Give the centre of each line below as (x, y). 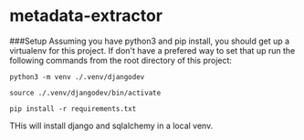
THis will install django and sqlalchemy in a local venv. (111, 125)
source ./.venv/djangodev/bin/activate (85, 93)
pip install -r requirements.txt (73, 109)
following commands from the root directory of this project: (121, 60)
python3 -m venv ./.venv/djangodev (77, 77)
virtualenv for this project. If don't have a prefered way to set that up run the (152, 50)
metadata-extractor (86, 16)
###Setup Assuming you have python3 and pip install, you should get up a (150, 41)
